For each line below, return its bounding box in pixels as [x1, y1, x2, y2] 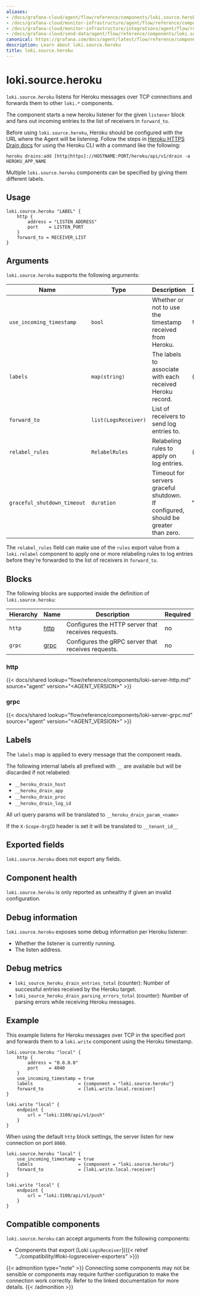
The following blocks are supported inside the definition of [6, 590, 150, 597]
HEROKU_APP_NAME [6, 158, 46, 164]
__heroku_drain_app [14, 787, 64, 794]
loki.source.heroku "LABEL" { [6, 208, 82, 214]
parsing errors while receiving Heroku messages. [14, 998, 136, 1005]
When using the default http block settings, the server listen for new [6, 1132, 174, 1140]
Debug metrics [6, 963, 62, 974]
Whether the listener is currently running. [14, 940, 116, 947]
